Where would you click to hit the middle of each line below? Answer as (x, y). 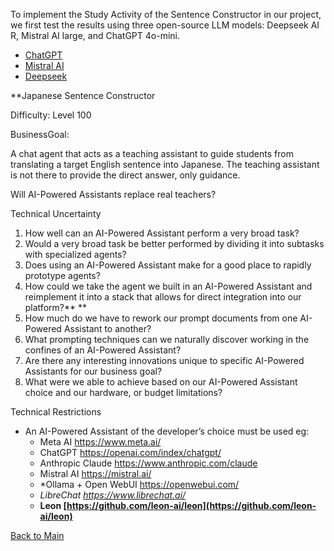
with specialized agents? (75, 254)
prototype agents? (62, 275)
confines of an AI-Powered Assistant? (103, 350)
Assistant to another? (107, 328)
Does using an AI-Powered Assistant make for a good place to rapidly (168, 265)
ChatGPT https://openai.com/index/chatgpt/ (130, 452)
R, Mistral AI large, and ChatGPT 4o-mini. (95, 35)
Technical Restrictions (56, 412)
